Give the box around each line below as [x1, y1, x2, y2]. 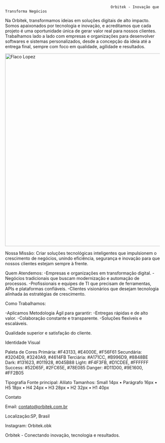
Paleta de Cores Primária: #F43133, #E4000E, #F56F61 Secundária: [5, 349, 142, 355]
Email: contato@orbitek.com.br [5, 404, 68, 410]
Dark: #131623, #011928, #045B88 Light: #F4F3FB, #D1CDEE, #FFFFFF [5, 360, 149, 365]
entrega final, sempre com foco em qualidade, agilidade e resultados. [5, 44, 146, 49]
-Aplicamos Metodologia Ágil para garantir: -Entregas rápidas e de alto [5, 310, 148, 316]
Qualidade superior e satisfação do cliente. [5, 330, 92, 336]
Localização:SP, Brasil [5, 413, 50, 419]
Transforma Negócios [5, 9, 48, 14]
